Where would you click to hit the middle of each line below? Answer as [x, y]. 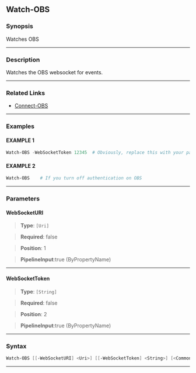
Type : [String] [38, 291]
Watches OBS [23, 39]
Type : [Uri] [35, 226]
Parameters [23, 199]
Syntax [16, 346]
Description [23, 60]
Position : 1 [33, 248]
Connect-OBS [31, 106]
